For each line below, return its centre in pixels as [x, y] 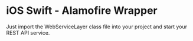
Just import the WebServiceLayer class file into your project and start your [97, 27]
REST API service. [28, 32]
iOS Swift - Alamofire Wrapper [82, 11]
